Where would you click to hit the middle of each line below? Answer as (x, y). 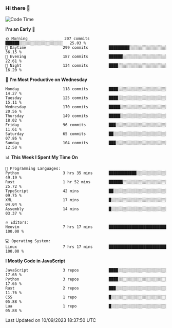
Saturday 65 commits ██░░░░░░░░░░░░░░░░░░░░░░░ (86, 134)
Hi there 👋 (18, 8)
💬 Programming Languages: (33, 169)
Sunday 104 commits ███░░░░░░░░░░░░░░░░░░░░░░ (86, 143)
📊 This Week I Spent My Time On (42, 157)
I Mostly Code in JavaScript (35, 261)
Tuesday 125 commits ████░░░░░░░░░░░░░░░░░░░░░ (86, 98)
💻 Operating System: (28, 241)
